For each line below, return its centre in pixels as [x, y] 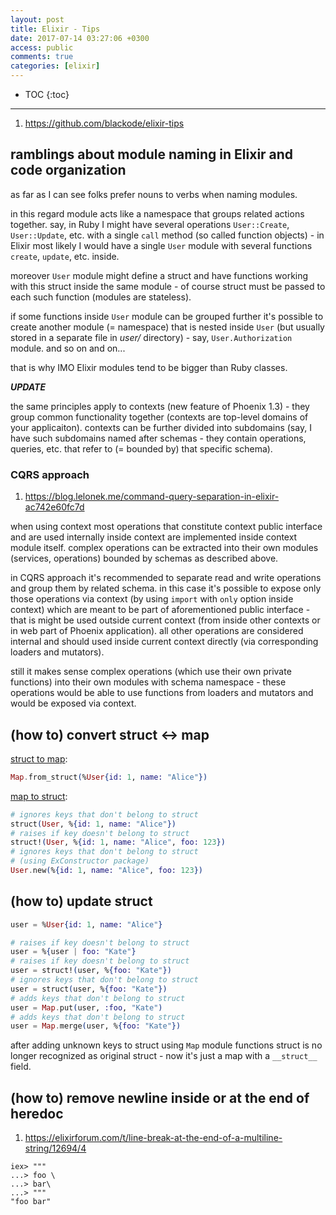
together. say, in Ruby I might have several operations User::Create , [150, 224]
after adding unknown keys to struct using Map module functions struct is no [166, 1045]
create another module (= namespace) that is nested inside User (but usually [167, 327]
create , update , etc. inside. [65, 256]
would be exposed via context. [73, 703]
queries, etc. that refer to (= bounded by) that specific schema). [141, 448]
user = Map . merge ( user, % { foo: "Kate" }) [96, 1026]
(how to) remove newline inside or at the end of [160, 1097]
